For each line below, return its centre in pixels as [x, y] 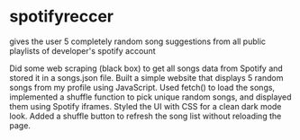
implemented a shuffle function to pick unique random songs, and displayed [150, 97]
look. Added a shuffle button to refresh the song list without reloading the [145, 116]
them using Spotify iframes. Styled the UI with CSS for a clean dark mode [145, 106]
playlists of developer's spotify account [82, 50]
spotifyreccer [62, 17]
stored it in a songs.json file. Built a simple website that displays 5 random [146, 77]
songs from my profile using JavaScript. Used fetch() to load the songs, [142, 87]
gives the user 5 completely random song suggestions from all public [138, 41]
